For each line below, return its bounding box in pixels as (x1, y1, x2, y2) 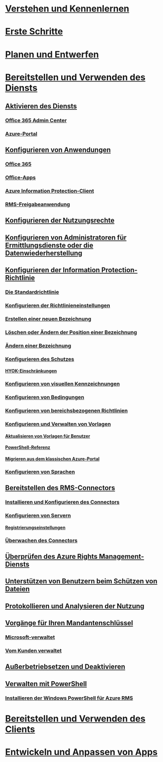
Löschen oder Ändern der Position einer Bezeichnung (5, 329, 137, 336)
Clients (5, 724, 35, 735)
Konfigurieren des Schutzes (5, 356, 75, 363)
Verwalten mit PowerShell (5, 680, 87, 688)
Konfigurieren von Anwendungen (5, 146, 111, 154)
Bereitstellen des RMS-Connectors (5, 484, 115, 492)
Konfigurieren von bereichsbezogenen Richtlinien (5, 407, 128, 414)
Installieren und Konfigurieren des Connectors (5, 499, 120, 506)
